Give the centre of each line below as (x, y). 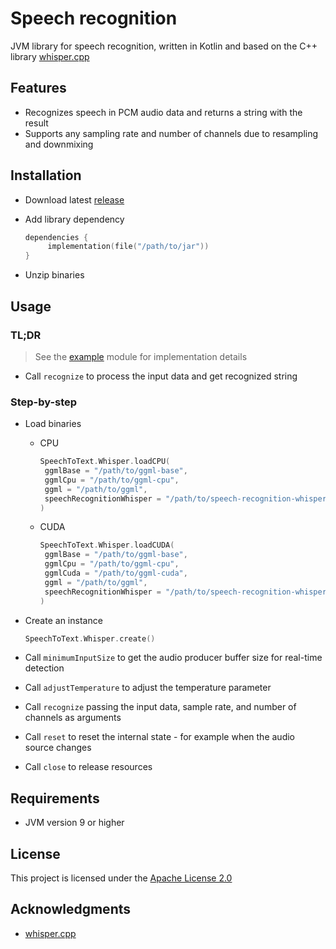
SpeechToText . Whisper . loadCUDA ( (107, 545)
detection (44, 668)
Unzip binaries (54, 275)
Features (38, 88)
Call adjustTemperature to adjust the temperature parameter (148, 688)
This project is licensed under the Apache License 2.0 (121, 878)
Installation (46, 175)
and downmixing (59, 144)
